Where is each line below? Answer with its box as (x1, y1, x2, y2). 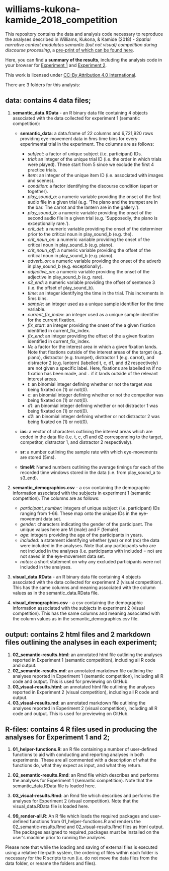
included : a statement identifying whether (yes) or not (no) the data (20, 537, 160, 543)
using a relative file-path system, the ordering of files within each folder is (5, 850, 158, 856)
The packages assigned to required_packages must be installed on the (12, 829, 159, 835)
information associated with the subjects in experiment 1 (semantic (12, 490, 151, 496)
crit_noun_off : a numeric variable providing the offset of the (27, 247, 151, 253)
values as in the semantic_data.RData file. (12, 590, 99, 596)
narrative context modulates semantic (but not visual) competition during (5, 41, 157, 47)
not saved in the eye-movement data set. (20, 553, 106, 559)
